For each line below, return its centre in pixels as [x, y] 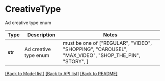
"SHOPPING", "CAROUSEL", [95, 49]
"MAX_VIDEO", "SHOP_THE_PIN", [102, 55]
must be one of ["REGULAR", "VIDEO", [108, 43]
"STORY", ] [76, 61]
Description [41, 34]
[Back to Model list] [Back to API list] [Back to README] [61, 73]
